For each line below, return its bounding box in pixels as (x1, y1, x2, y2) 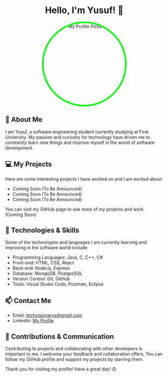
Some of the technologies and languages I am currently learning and (5, 239, 147, 246)
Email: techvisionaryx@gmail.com (12, 312, 83, 319)
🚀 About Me (5, 115, 43, 124)
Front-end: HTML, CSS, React (12, 260, 74, 266)
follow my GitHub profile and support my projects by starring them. (5, 356, 144, 362)
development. (5, 144, 34, 150)
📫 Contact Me (5, 296, 52, 305)
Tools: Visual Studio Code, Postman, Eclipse (12, 281, 104, 287)
